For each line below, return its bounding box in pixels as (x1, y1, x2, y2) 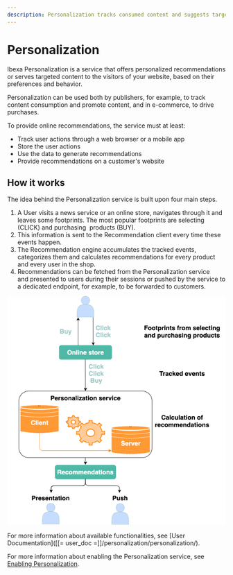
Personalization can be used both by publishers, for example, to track (7, 93, 206, 101)
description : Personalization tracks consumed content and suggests (7, 11, 209, 18)
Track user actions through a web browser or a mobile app (17, 135, 185, 143)
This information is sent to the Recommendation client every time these (17, 231, 221, 239)
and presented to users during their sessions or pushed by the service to (17, 275, 226, 284)
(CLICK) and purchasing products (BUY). (17, 223, 136, 232)
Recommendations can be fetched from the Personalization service (17, 268, 210, 276)
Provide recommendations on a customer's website (17, 157, 165, 165)
